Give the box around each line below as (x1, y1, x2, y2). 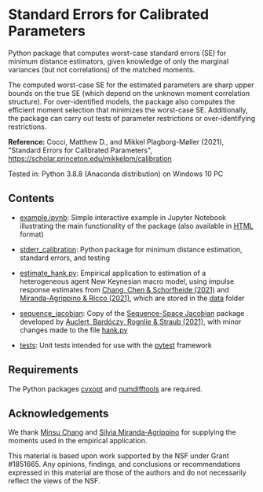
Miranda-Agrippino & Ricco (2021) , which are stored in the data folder (19, 293, 245, 303)
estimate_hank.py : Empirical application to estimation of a (19, 268, 206, 277)
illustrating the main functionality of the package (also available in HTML (19, 221, 254, 230)
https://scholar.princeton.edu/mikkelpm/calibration (8, 153, 173, 163)
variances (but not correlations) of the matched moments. (8, 64, 195, 74)
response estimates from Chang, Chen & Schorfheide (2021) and (19, 285, 229, 294)
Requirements (8, 363, 79, 376)
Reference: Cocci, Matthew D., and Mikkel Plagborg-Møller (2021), (8, 137, 225, 146)
